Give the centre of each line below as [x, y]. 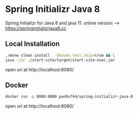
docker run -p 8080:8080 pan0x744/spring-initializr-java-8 [69, 97]
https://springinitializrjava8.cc [36, 28]
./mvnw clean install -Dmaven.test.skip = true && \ [60, 55]
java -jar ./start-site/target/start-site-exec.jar [60, 60]
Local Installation [32, 44]
